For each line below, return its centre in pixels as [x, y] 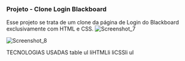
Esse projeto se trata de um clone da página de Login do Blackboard [93, 23]
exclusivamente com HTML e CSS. [50, 29]
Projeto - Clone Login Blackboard [57, 9]
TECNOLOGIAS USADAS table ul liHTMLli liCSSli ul [70, 52]
